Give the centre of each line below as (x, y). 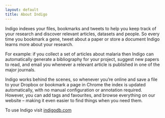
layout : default (22, 10)
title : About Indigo (27, 14)
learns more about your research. (39, 44)
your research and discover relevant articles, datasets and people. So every (82, 34)
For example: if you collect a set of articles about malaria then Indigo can (80, 54)
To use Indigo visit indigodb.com (38, 110)
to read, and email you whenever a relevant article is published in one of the (82, 64)
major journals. (20, 69)
